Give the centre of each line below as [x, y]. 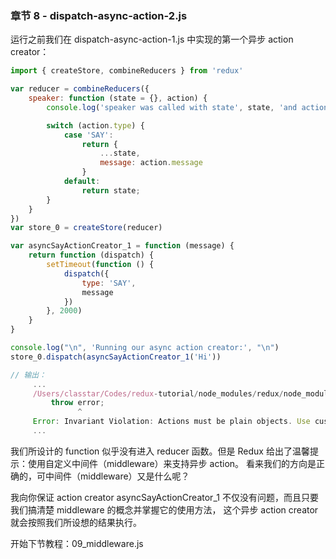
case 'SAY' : [88, 135]
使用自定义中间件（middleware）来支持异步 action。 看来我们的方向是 [172, 463]
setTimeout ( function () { [100, 265]
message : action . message [151, 163]
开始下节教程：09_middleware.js [77, 543]
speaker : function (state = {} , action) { [118, 98]
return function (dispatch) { [91, 255]
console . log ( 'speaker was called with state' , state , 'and [172, 107]
